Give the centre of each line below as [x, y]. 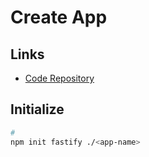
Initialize [37, 109]
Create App [59, 17]
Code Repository [59, 78]
